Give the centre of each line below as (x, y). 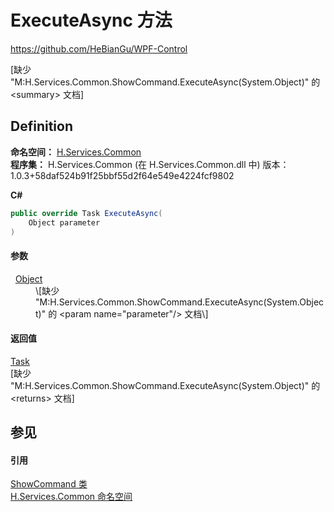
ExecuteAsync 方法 (91, 20)
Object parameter (64, 222)
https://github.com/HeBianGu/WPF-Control (99, 48)
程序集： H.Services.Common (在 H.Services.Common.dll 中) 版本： (150, 164)
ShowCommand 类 (49, 484)
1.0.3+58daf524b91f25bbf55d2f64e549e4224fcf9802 (122, 175)
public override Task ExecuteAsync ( (86, 213)
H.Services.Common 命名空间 (71, 497)
